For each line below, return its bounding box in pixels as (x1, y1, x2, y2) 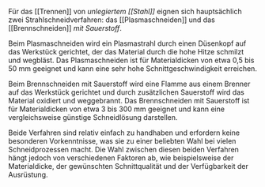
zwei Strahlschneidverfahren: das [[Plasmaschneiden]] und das (8, 15, 215, 24)
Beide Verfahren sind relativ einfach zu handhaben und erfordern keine (8, 128, 240, 137)
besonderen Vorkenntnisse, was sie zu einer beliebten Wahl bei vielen (8, 137, 237, 145)
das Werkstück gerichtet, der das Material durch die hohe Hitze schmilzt (8, 47, 244, 56)
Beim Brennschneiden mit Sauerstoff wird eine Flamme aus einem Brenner (8, 79, 251, 88)
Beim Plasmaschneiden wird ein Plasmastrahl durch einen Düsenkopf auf (8, 39, 247, 48)
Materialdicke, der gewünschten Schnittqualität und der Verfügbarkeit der (8, 162, 249, 170)
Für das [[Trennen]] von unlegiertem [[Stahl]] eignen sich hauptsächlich (8, 7, 243, 16)
